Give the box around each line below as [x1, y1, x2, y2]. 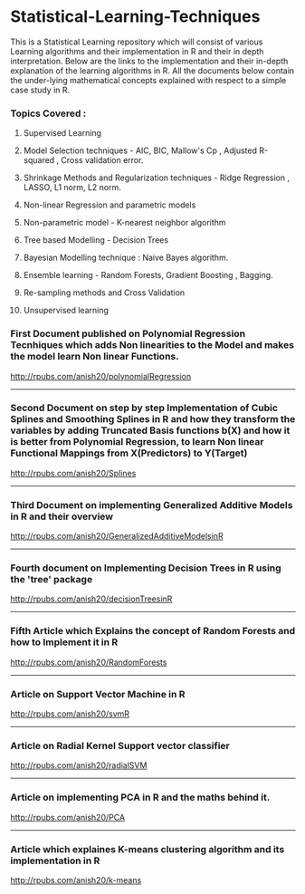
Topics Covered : [10, 107, 87, 120]
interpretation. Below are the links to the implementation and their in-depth [10, 55, 289, 66]
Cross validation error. [61, 155, 144, 166]
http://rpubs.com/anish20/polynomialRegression [10, 370, 192, 381]
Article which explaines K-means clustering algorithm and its [10, 842, 285, 855]
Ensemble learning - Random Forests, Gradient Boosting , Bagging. [23, 270, 274, 281]
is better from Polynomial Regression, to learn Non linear [10, 436, 264, 448]
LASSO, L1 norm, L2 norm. [23, 182, 121, 193]
